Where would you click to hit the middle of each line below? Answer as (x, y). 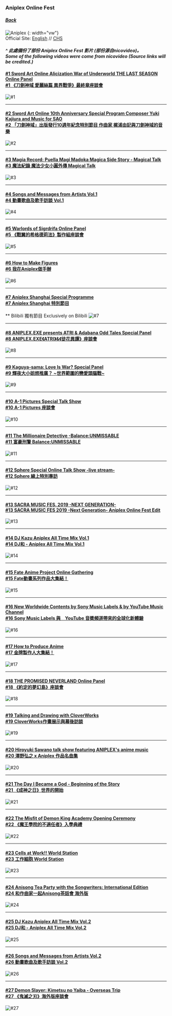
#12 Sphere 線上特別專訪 (31, 476)
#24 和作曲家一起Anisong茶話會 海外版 (47, 893)
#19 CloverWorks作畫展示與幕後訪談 (44, 721)
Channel (15, 612)
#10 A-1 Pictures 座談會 (30, 407)
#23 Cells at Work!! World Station (42, 853)
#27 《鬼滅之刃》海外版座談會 (37, 997)
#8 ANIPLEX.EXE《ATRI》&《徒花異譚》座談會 (51, 339)
